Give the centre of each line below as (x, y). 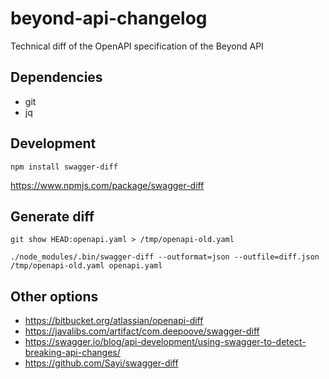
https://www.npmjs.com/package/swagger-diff (107, 185)
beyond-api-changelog (109, 18)
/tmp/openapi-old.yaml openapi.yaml (86, 266)
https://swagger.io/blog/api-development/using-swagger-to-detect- (165, 342)
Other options (54, 296)
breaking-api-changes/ (72, 353)
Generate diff (52, 216)
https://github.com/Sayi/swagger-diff (101, 363)
